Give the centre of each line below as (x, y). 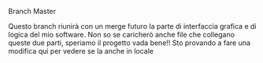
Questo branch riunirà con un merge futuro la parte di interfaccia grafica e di (132, 26)
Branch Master (32, 11)
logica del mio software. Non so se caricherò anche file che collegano (121, 35)
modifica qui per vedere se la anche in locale (81, 51)
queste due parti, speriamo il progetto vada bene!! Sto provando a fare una (129, 43)
